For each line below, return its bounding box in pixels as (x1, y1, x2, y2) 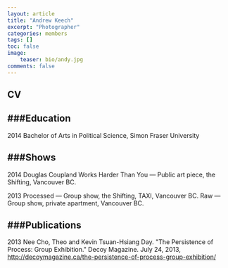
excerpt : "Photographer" (7, 23, 80, 30)
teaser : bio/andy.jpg (20, 56, 83, 63)
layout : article (7, 10, 55, 18)
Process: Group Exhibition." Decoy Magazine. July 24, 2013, (7, 245, 182, 254)
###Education (7, 113, 72, 125)
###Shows (7, 152, 56, 164)
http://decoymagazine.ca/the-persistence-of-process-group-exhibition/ (7, 253, 217, 261)
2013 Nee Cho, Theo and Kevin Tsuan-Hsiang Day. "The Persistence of (7, 238, 214, 246)
